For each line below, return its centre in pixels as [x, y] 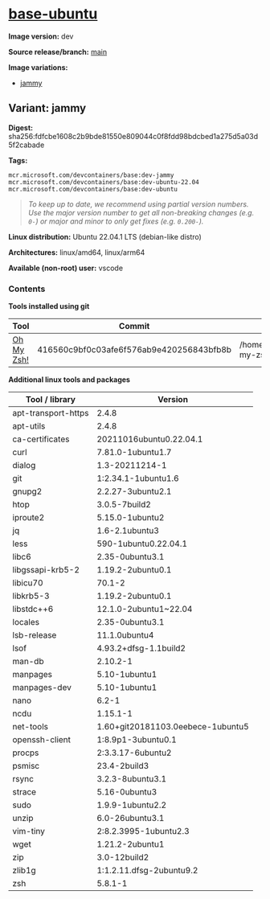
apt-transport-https [51, 413]
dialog [24, 466]
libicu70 [28, 583]
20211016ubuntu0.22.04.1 [149, 439]
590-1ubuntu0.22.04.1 [141, 544]
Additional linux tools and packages [70, 380]
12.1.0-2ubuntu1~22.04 [144, 610]
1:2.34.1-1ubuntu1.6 [137, 478]
